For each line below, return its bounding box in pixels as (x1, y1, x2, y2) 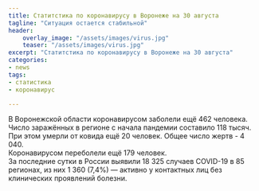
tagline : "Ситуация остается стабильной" (8, 19, 148, 27)
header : (8, 26, 34, 34)
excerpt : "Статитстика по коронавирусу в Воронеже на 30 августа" (8, 49, 233, 57)
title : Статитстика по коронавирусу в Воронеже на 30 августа (8, 11, 219, 20)
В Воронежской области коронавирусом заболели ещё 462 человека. (8, 115, 249, 124)
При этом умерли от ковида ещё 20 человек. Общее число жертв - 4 (8, 131, 245, 141)
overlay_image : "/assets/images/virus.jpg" (22, 33, 170, 42)
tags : (8, 71, 26, 79)
